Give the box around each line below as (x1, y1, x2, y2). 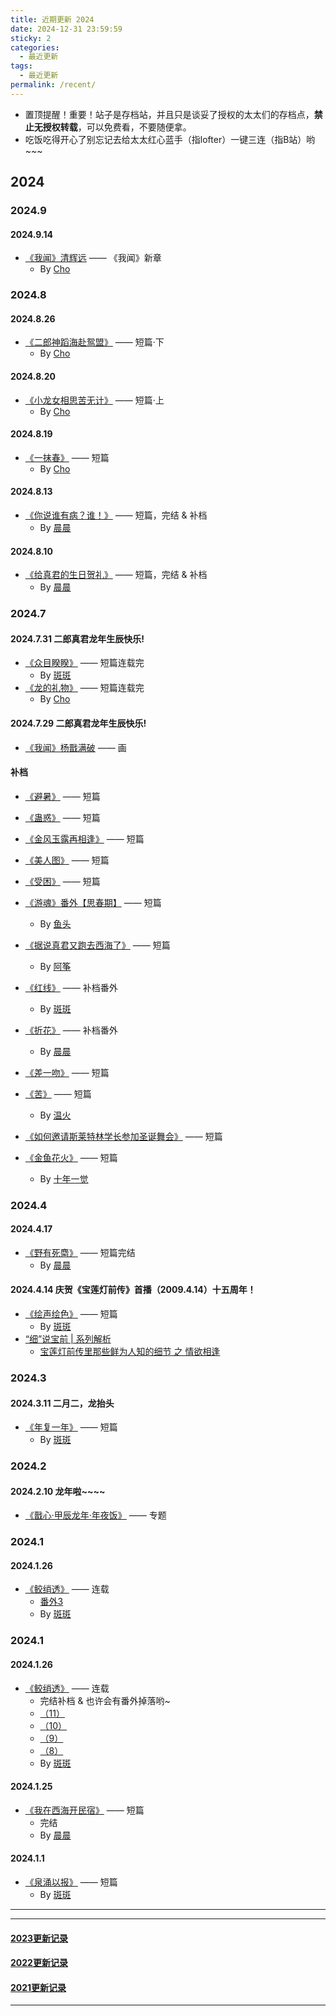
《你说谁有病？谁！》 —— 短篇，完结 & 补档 (24, 509, 208, 521)
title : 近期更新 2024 (10, 14, 95, 25)
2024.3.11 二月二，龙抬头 (10, 1397, 115, 1409)
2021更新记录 (10, 1981, 67, 1993)
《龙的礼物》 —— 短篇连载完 (24, 682, 145, 694)
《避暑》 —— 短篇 (24, 790, 101, 802)
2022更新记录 (10, 1957, 68, 1969)
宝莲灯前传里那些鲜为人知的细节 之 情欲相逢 (39, 1346, 221, 1358)
